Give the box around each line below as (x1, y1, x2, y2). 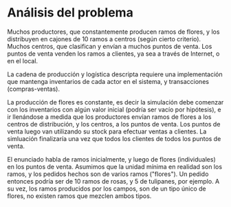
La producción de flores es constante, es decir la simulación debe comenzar (7, 98, 224, 106)
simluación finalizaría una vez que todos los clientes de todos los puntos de (7, 134, 221, 142)
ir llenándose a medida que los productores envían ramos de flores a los (7, 112, 212, 121)
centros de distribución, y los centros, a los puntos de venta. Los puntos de (7, 120, 221, 128)
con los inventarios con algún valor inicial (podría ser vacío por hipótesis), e (7, 105, 221, 113)
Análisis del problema (7, 5, 134, 21)
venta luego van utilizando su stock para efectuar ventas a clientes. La (7, 127, 207, 135)
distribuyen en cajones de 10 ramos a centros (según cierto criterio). (7, 34, 201, 43)
